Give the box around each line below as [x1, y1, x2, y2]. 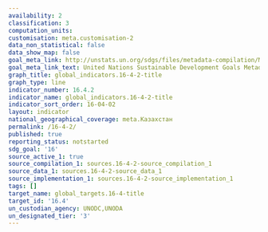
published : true [8, 130, 62, 138]
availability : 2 [8, 11, 62, 20]
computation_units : [8, 26, 73, 34]
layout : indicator [8, 108, 69, 116]
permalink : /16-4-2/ [8, 123, 77, 131]
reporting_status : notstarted [8, 137, 109, 146]
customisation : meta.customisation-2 [8, 33, 134, 42]
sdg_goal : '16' [8, 145, 59, 153]
